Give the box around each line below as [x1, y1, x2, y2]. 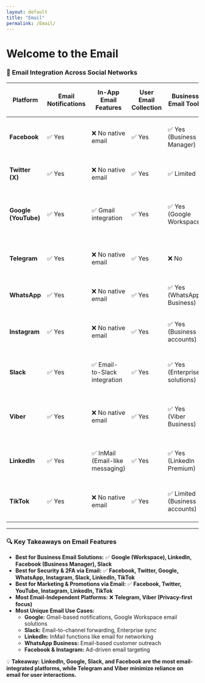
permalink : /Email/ [6, 20, 56, 26]
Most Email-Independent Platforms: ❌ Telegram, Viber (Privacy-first [15, 594, 193, 601]
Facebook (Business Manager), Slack [15, 560, 112, 568]
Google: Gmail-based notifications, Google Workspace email [24, 613, 178, 621]
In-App [97, 88, 120, 97]
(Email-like [91, 456, 123, 465]
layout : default [6, 9, 48, 15]
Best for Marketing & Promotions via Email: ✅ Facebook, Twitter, [15, 580, 182, 588]
